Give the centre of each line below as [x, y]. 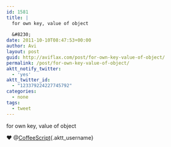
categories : [21, 91]
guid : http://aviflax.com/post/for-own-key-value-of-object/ [86, 57]
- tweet [22, 108]
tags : [13, 102]
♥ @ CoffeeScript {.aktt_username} [50, 137]
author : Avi [21, 46]
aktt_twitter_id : [28, 80]
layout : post [23, 52]
